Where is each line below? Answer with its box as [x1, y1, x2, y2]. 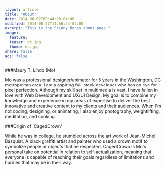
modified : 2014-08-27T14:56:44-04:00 [5, 21, 84, 26]
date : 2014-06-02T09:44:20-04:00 [5, 16, 75, 21]
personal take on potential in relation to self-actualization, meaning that [5, 149, 152, 155]
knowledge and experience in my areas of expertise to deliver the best [5, 98, 151, 104]
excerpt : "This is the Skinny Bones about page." [5, 26, 111, 31]
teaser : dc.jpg [9, 40, 41, 45]
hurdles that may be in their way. [5, 160, 72, 166]
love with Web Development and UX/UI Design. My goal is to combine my [5, 92, 156, 98]
